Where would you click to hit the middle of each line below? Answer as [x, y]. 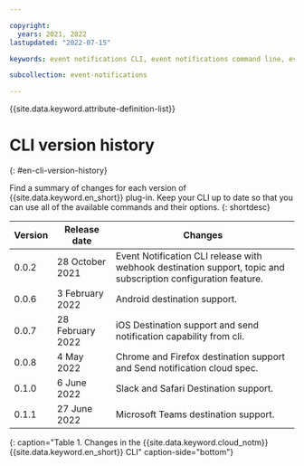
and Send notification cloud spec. [187, 368]
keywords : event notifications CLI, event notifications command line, [147, 59]
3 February [81, 293]
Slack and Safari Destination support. [195, 388]
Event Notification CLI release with [189, 256]
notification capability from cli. [180, 337]
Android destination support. [177, 300]
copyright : [30, 25]
